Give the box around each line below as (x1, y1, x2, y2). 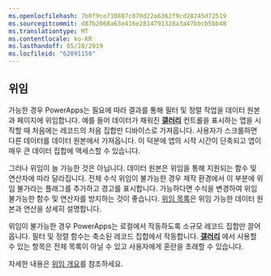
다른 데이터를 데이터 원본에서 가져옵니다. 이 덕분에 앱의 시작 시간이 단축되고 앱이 (8, 135, 262, 145)
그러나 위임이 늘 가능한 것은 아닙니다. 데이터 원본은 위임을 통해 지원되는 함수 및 (8, 163, 257, 173)
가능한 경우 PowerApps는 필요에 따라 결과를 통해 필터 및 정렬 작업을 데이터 (8, 105, 246, 115)
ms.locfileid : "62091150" (8, 50, 96, 58)
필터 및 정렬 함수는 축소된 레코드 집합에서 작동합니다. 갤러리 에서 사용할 (32, 231, 257, 241)
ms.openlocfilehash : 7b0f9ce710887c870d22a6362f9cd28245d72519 (8, 11, 227, 20)
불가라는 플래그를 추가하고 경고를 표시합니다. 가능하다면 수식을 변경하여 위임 (16, 183, 258, 193)
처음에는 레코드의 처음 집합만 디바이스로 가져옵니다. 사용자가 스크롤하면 (32, 125, 258, 135)
